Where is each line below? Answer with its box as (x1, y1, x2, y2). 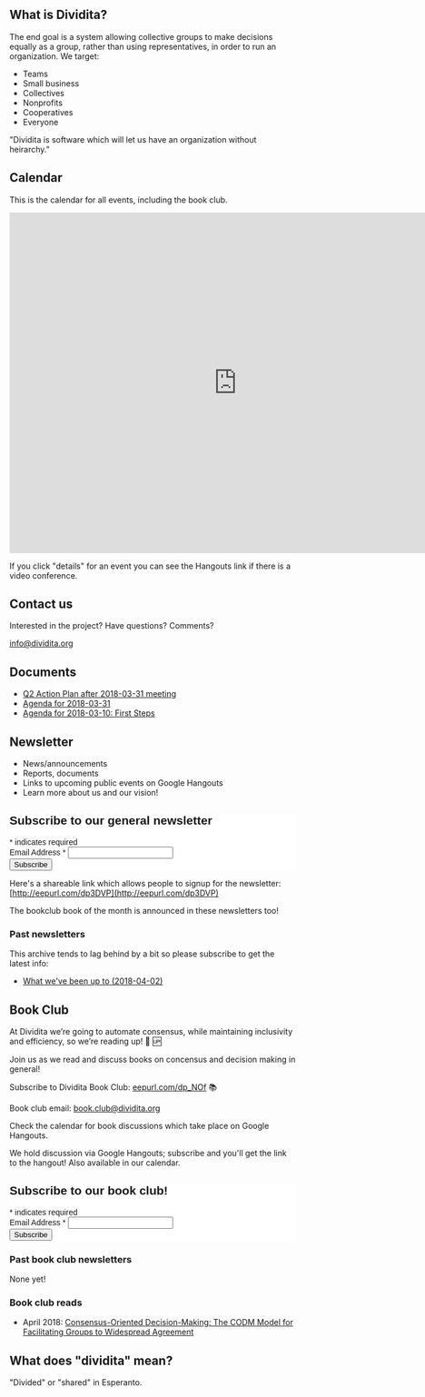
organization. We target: (9, 50, 100, 62)
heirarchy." (9, 144, 50, 154)
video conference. (9, 570, 78, 580)
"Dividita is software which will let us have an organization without (9, 134, 257, 144)
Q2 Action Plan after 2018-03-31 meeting (22, 689, 177, 699)
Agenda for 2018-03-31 (22, 698, 111, 709)
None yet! (9, 1273, 46, 1284)
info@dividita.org (9, 638, 74, 649)
